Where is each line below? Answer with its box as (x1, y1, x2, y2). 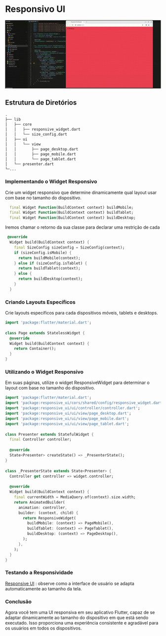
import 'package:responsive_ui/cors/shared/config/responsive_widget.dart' (5, 400, 165, 405)
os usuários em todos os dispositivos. (5, 625, 82, 631)
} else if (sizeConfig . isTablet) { (14, 260, 87, 266)
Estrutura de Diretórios (5, 98, 77, 107)
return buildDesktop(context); (18, 276, 83, 281)
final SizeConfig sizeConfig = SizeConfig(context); (14, 245, 125, 250)
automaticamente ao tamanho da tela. (5, 585, 83, 591)
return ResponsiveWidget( (23, 515, 77, 520)
